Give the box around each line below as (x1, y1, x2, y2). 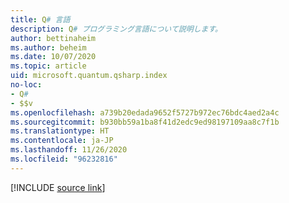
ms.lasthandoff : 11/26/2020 (10, 145, 128, 155)
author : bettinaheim (10, 33, 97, 43)
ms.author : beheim (10, 42, 87, 53)
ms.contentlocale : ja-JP (10, 136, 114, 146)
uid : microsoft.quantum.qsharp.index (10, 71, 168, 81)
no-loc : (10, 80, 43, 90)
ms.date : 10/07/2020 (10, 52, 97, 62)
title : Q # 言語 (10, 14, 71, 25)
